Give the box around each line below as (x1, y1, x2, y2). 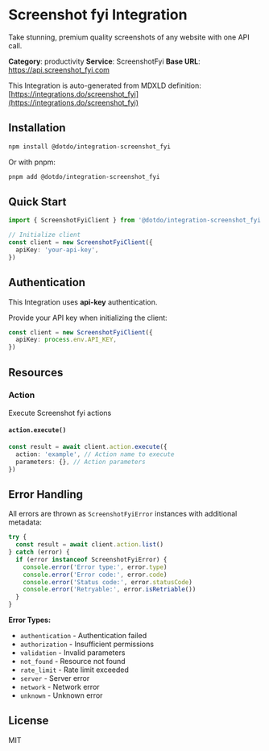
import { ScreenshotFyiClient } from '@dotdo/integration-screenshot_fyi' (8, 216, 265, 225)
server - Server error (19, 674, 90, 683)
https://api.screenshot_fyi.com (8, 64, 110, 74)
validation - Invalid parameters (19, 648, 126, 658)
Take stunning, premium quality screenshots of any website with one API (8, 32, 250, 42)
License (8, 714, 49, 728)
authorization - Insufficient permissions (19, 639, 155, 649)
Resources (8, 365, 64, 380)
